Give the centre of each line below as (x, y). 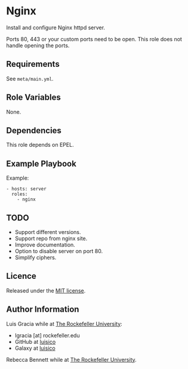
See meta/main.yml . (30, 78)
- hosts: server (26, 189)
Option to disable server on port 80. (59, 251)
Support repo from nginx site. (51, 238)
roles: (20, 194)
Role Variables (33, 98)
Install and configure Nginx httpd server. (56, 27)
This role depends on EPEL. (40, 145)
